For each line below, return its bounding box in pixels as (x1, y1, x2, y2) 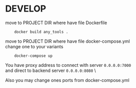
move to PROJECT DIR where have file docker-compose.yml (5, 38, 130, 44)
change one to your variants (5, 43, 64, 49)
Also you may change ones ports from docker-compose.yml (5, 77, 129, 83)
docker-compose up (14, 53, 53, 58)
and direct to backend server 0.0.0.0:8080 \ (5, 67, 96, 73)
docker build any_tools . (14, 29, 69, 34)
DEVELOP (5, 3, 46, 15)
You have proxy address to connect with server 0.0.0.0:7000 (5, 62, 131, 68)
